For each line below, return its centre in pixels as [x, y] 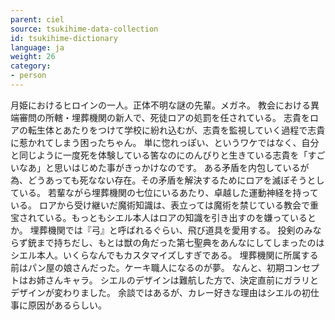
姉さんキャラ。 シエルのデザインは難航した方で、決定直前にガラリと [178, 280]
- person [28, 76]
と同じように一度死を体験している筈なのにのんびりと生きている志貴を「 [159, 155]
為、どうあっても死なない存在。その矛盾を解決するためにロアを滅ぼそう [159, 180]
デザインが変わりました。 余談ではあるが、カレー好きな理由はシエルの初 [160, 292]
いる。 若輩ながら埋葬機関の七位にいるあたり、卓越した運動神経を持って [168, 192]
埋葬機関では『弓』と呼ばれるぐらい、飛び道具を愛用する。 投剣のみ [171, 230]
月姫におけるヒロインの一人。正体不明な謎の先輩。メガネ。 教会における [160, 105]
